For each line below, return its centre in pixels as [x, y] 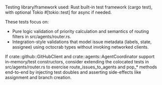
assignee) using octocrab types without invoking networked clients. [81, 47]
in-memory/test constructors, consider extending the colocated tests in [77, 62]
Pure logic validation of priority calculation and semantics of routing [81, 31]
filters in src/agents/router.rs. [42, 37]
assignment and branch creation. [38, 77]
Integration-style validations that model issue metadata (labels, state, [82, 42]
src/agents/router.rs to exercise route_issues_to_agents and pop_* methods [81, 67]
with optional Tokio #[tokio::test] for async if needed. [58, 12]
